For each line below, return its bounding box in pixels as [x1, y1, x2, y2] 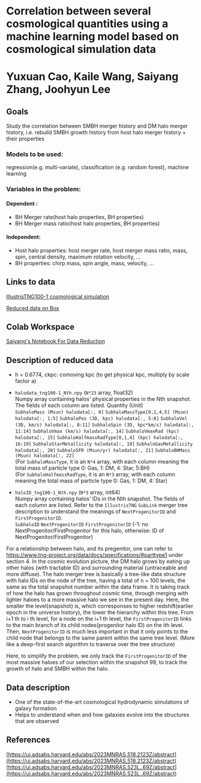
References [6, 735, 50, 745]
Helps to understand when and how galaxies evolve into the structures [14, 711, 190, 718]
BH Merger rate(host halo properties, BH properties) [14, 213, 144, 220]
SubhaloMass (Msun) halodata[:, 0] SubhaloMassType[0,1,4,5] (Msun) [14, 409, 189, 415]
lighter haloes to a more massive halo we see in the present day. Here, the [6, 596, 189, 604]
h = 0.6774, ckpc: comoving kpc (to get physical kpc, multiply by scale [14, 371, 190, 379]
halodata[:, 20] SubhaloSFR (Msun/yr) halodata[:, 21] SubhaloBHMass [14, 448, 190, 454]
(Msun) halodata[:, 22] [14, 453, 75, 459]
